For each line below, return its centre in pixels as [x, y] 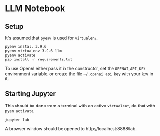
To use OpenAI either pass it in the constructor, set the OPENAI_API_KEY [75, 68]
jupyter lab [17, 120]
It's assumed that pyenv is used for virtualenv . [51, 38]
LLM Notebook [35, 8]
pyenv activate [20, 55]
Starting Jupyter [31, 94]
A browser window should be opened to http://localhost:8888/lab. [71, 128]
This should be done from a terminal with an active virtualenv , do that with [80, 106]
